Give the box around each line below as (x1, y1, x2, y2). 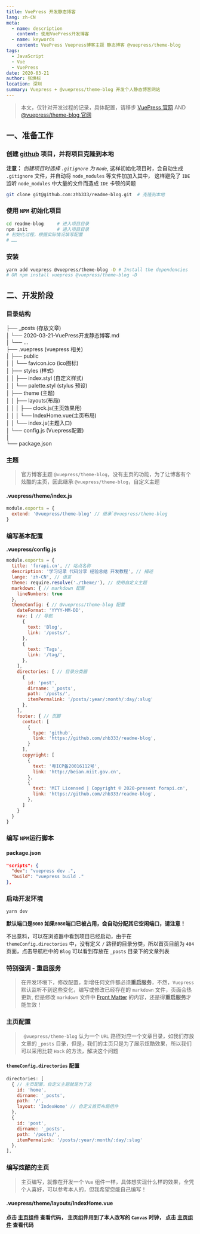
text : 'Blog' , (27, 624, 63, 630)
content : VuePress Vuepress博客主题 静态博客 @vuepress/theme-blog (17, 42, 181, 48)
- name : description (11, 25, 63, 32)
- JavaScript (11, 53, 44, 59)
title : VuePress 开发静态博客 (6, 8, 76, 15)
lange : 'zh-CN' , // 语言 (11, 574, 72, 580)
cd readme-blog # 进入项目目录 (6, 221, 90, 227)
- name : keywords (11, 36, 55, 42)
